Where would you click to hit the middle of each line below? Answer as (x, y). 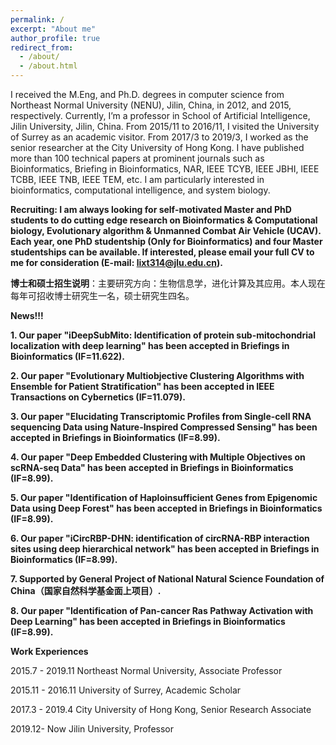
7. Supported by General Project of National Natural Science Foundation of (167, 579)
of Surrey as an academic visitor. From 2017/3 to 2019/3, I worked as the (159, 137)
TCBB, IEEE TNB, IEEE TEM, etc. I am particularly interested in (137, 179)
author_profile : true (55, 38)
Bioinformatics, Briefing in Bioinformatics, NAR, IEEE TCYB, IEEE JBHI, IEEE (165, 169)
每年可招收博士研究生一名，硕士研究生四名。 (102, 295)
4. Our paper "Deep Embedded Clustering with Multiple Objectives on (158, 457)
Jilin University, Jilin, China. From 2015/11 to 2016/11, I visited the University (165, 126)
